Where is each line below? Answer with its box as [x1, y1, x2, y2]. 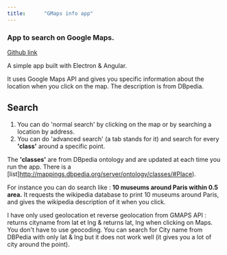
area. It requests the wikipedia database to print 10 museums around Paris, [7, 190, 219, 199]
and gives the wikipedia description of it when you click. [7, 197, 166, 206]
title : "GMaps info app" [7, 10, 94, 17]
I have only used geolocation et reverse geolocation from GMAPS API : [7, 210, 207, 219]
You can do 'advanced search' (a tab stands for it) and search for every [16, 134, 219, 143]
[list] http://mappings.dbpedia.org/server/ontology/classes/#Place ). [7, 169, 197, 178]
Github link [7, 48, 38, 56]
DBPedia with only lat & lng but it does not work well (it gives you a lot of [7, 232, 212, 241]
